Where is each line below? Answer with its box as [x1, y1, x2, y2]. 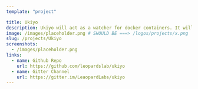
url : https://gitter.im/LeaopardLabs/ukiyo [16, 74, 126, 80]
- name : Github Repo [11, 57, 62, 64]
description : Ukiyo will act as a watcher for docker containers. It [6, 25, 181, 31]
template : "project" [6, 8, 57, 15]
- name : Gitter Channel [11, 68, 70, 74]
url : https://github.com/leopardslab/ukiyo [16, 63, 126, 69]
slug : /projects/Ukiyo [6, 36, 62, 42]
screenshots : [6, 41, 38, 47]
